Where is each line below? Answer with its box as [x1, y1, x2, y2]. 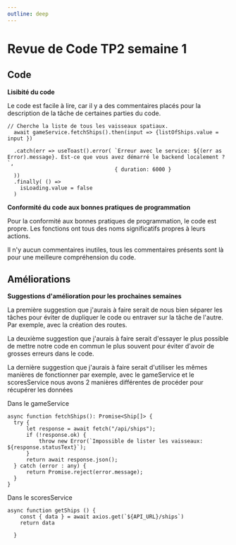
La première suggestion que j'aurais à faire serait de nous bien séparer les [7, 305, 223, 315]
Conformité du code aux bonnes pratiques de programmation [7, 203, 191, 211]
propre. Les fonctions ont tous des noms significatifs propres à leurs [7, 224, 206, 233]
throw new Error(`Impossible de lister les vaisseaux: [38, 438, 203, 445]
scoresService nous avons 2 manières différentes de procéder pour [7, 378, 204, 387]
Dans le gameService [7, 399, 69, 408]
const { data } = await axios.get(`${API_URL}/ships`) [20, 513, 185, 520]
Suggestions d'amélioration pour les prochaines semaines [7, 292, 182, 300]
